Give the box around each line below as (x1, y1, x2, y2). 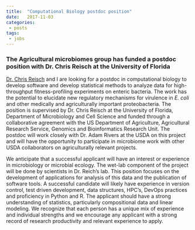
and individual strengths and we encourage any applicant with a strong (6, 211, 177, 218)
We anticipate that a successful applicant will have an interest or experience (6, 156, 190, 163)
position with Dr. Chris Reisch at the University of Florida (6, 62, 171, 70)
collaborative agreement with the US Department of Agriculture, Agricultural (6, 119, 190, 126)
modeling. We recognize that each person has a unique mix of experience (6, 205, 184, 212)
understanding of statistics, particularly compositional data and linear (6, 199, 174, 206)
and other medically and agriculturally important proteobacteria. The (6, 101, 172, 108)
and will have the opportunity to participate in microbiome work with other (6, 138, 185, 145)
